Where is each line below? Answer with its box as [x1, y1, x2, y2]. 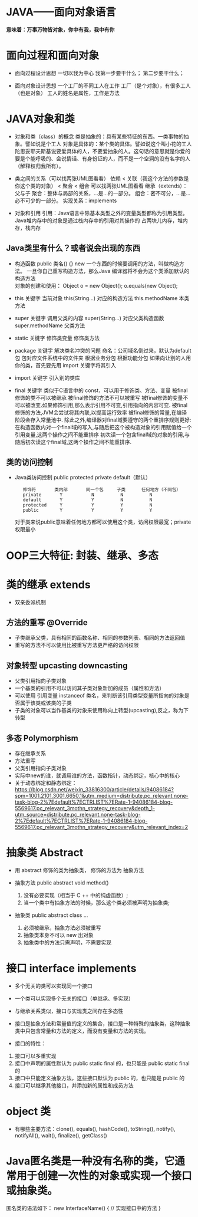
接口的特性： [14, 1040, 46, 1047]
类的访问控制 [6, 458, 53, 468]
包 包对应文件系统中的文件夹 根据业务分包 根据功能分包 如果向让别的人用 [14, 354, 192, 361]
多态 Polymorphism [6, 733, 78, 743]
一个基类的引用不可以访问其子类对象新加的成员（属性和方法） [14, 685, 165, 692]
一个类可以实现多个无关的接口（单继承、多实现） [14, 995, 134, 1002]
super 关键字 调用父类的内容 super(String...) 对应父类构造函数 [14, 314, 164, 321]
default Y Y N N [22, 497, 153, 503]
